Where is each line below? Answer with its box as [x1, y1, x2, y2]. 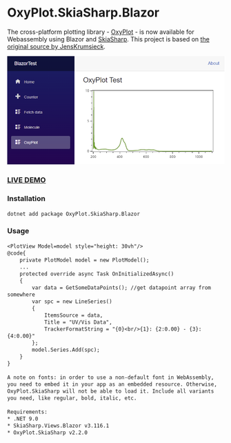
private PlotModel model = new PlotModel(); [19, 257, 150, 264]
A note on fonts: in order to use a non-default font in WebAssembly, [7, 374, 214, 381]
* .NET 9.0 [7, 415, 39, 422]
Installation [7, 194, 46, 204]
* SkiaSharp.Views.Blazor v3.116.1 [7, 422, 110, 429]
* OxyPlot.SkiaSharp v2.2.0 [7, 429, 88, 436]
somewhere [7, 291, 36, 298]
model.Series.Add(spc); [32, 346, 100, 353]
